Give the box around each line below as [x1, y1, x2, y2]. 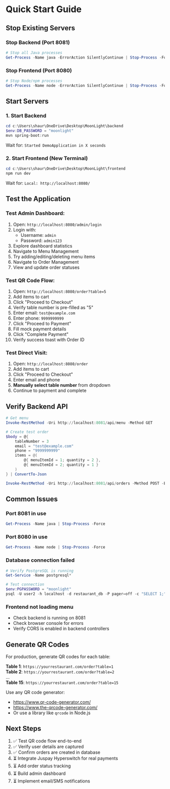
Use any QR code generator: [6, 689, 65, 696]
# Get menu [6, 416, 29, 421]
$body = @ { [6, 434, 29, 439]
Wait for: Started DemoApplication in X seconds [6, 142, 106, 148]
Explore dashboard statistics [13, 242, 73, 249]
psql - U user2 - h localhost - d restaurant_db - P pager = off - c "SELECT [6, 591, 157, 597]
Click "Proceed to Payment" [13, 321, 72, 327]
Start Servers [6, 97, 49, 106]
